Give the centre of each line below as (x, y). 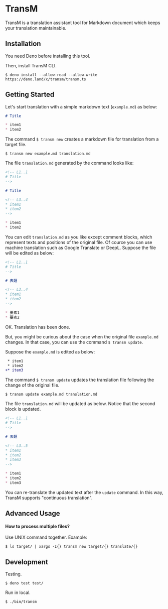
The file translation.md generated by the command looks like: (69, 163)
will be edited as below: (30, 253)
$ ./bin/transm (21, 602)
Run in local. (18, 592)
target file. (16, 145)
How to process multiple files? (38, 526)
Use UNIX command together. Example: (46, 537)
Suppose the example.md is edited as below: (50, 351)
